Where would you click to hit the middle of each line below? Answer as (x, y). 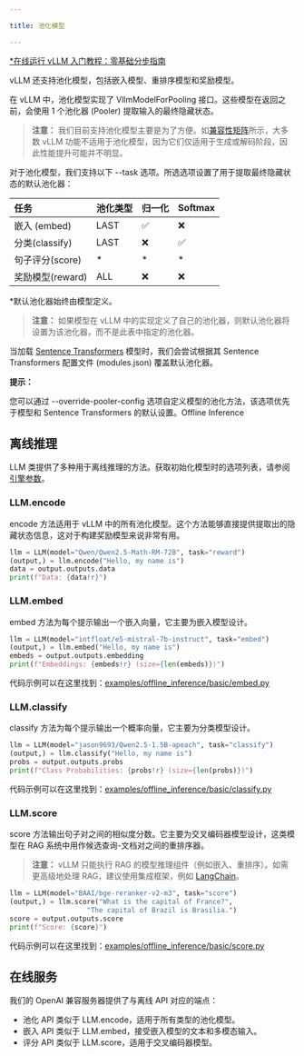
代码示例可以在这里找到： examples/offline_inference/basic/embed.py (140, 683)
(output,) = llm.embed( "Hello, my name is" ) (95, 648)
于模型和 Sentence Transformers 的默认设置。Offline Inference (127, 412)
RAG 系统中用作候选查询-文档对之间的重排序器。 (118, 845)
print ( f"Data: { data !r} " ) (58, 578)
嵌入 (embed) (43, 225)
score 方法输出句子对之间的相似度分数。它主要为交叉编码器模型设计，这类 (148, 834)
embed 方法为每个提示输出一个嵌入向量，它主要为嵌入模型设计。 (131, 622)
